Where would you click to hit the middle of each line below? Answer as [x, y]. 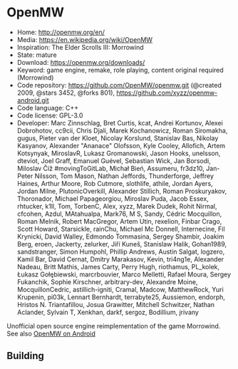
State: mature [37, 55]
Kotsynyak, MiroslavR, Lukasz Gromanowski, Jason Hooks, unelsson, [119, 153]
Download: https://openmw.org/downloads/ [81, 62]
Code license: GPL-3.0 [50, 115]
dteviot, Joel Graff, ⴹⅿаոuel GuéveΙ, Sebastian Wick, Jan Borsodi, [114, 160]
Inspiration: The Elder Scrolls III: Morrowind [80, 47]
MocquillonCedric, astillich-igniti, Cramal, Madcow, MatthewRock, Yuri [120, 289]
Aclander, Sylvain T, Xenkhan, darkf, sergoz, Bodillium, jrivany [108, 312]
